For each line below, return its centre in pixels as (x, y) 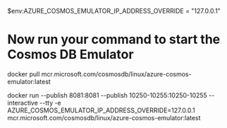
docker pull (24, 74)
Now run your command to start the (114, 40)
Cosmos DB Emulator (70, 55)
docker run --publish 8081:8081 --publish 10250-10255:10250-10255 (108, 95)
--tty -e (50, 103)
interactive (23, 103)
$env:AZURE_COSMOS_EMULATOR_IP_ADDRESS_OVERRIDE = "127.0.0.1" (114, 11)
